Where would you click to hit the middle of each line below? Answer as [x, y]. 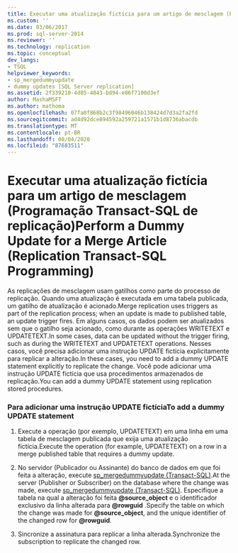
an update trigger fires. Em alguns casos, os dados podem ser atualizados [116, 321]
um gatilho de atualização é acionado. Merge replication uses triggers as [113, 306]
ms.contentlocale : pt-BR [44, 133]
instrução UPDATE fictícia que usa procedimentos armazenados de [105, 374]
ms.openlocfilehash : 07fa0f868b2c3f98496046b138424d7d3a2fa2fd [103, 113]
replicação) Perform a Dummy [96, 226]
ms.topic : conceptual [39, 54]
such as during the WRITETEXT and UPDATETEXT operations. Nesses [109, 344]
